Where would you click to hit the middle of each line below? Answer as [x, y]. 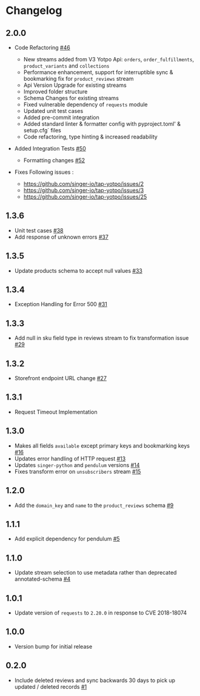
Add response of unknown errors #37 [61, 237]
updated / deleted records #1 [51, 686]
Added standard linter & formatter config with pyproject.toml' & [102, 124]
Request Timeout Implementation [56, 412]
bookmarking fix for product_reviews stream [78, 79]
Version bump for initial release [53, 646]
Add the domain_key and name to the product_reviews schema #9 [94, 505]
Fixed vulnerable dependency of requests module [85, 104]
